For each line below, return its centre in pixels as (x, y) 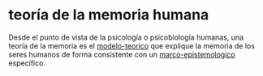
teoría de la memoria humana (109, 15)
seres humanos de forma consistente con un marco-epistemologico (122, 54)
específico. (27, 63)
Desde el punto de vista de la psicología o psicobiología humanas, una (126, 37)
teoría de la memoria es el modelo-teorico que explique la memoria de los (132, 45)
